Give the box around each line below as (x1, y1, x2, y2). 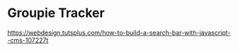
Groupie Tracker (7, 5, 105, 21)
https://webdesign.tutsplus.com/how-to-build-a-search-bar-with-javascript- (7, 28, 231, 37)
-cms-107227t (7, 35, 49, 44)
